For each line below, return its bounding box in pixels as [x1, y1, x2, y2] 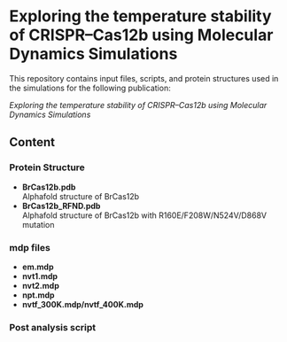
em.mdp [21, 261, 55, 272]
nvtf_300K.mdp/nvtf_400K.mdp [21, 299, 144, 309]
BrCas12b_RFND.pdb [21, 200, 101, 211]
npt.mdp [21, 290, 55, 300]
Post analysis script [9, 321, 97, 333]
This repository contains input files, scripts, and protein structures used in [9, 73, 279, 83]
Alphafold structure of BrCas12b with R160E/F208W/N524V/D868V [21, 210, 268, 221]
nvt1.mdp [21, 270, 58, 281]
